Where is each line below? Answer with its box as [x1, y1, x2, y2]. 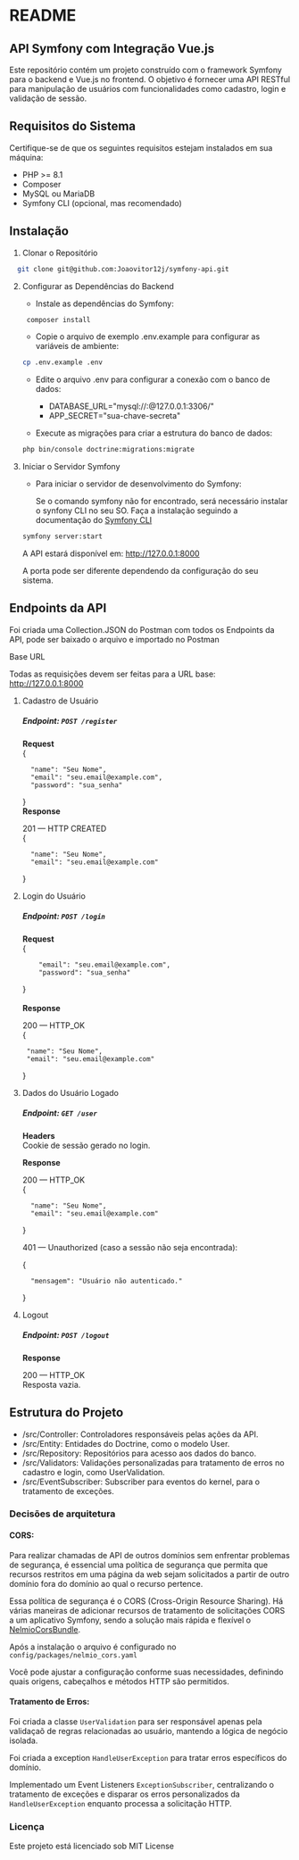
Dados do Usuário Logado [21, 1087, 119, 1098]
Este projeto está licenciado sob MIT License [9, 1840, 175, 1852]
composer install [26, 315, 91, 324]
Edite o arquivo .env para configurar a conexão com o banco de [35, 374, 270, 385]
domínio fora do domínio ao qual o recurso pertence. [9, 1578, 203, 1589]
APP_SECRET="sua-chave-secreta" [48, 411, 181, 421]
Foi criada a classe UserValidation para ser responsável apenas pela [9, 1715, 262, 1727]
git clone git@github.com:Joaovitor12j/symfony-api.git [17, 264, 229, 273]
